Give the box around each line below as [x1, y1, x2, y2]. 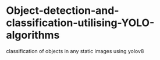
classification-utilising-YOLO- [6, 16, 155, 29]
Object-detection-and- [6, 4, 119, 17]
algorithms [6, 29, 60, 42]
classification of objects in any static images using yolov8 [6, 47, 144, 54]
